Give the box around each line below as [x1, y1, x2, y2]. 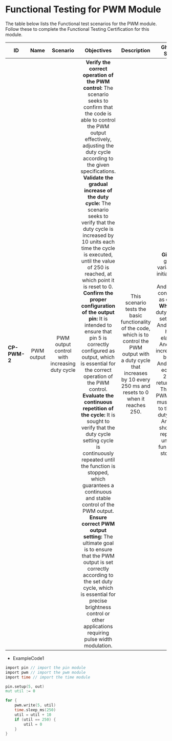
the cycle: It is [81, 411, 116, 418]
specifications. [80, 168, 116, 175]
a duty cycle [121, 356, 151, 364]
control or [86, 610, 110, 617]
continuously [82, 450, 114, 457]
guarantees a [82, 482, 114, 489]
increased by [82, 232, 114, 239]
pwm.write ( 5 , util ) [14, 703, 56, 708]
